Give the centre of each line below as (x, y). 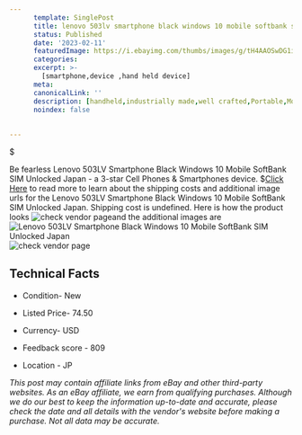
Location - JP (47, 365)
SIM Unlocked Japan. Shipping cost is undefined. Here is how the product (146, 207)
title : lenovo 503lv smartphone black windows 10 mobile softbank (160, 26)
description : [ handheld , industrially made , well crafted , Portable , (160, 101)
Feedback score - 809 (64, 348)
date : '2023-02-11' (69, 43)
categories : (55, 59)
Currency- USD (51, 330)
